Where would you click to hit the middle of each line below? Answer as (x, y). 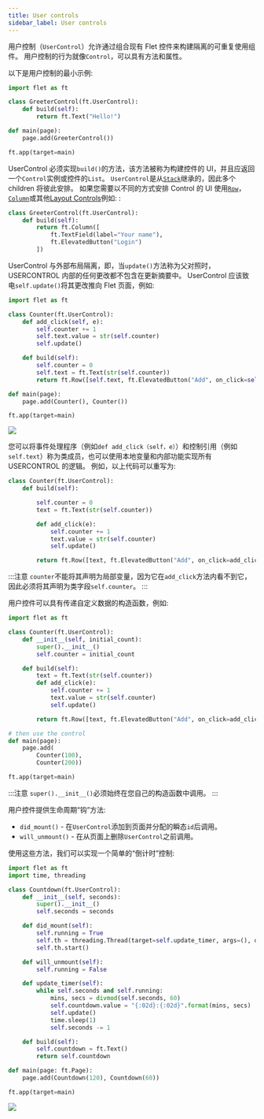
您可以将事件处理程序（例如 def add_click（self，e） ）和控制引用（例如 (123, 447)
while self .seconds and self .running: (100, 991)
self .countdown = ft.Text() (82, 1049)
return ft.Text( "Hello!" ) (79, 117)
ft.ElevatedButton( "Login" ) (96, 242)
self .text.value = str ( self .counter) (98, 336)
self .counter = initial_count (86, 654)
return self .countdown (73, 1057)
